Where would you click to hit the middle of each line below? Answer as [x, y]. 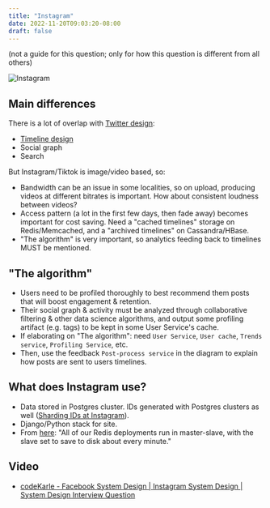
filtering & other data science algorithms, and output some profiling [132, 318]
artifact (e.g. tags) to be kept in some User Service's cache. [120, 327]
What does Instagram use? [78, 387]
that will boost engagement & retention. [86, 301]
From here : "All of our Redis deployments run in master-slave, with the [137, 432]
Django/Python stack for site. [69, 424]
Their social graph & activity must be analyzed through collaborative [134, 310]
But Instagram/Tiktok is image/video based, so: [87, 172]
